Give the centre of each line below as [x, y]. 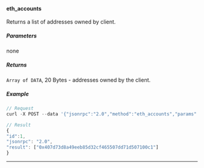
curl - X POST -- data [32, 114]
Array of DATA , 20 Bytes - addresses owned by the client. [78, 80]
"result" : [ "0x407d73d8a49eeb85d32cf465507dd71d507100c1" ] [83, 147]
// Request [20, 109]
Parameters [22, 36]
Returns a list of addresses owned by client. [61, 22]
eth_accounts [24, 8]
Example [18, 94]
